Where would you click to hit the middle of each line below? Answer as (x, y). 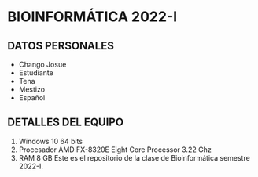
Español (32, 98)
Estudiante (36, 73)
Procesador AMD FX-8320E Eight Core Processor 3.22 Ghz (115, 150)
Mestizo (31, 89)
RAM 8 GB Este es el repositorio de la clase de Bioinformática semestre (135, 157)
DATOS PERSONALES (61, 46)
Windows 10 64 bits (51, 141)
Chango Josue (42, 64)
